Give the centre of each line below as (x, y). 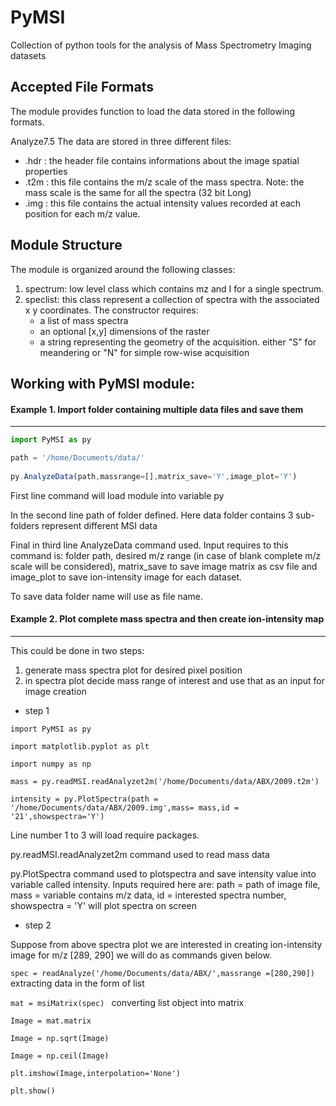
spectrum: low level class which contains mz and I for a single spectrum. (174, 288)
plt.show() (33, 1091)
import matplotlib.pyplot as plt (80, 746)
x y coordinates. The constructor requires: (111, 310)
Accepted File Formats (82, 87)
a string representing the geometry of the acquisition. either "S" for (178, 342)
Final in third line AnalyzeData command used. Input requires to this (149, 545)
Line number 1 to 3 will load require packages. (105, 835)
